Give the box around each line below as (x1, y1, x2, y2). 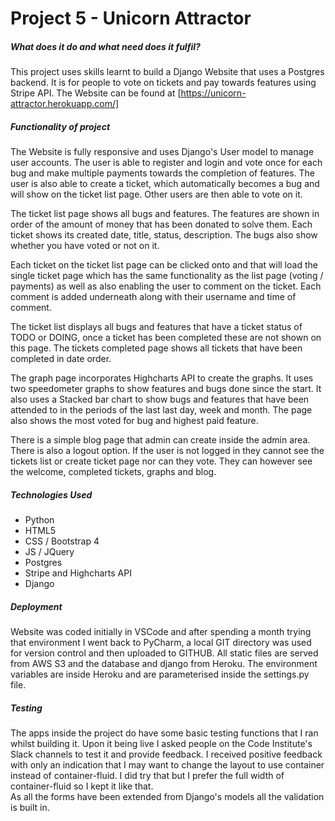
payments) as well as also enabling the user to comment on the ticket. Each (10, 280, 322, 292)
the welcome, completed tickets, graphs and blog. (10, 466, 217, 478)
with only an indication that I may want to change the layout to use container (10, 759, 325, 771)
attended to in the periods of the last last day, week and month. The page (10, 404, 313, 416)
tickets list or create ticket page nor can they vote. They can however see (10, 455, 313, 467)
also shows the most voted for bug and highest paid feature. (10, 415, 259, 427)
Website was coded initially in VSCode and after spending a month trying (10, 626, 312, 638)
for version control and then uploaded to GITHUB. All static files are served (10, 647, 319, 659)
